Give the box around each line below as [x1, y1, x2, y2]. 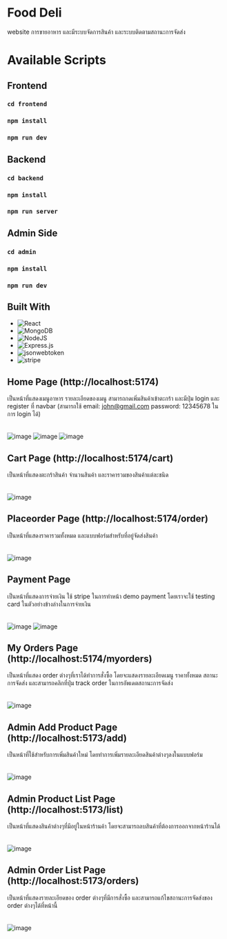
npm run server [7, 208, 59, 215]
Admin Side [7, 227, 58, 239]
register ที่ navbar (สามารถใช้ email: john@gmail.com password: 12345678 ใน [7, 402, 219, 411]
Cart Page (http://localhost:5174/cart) [7, 452, 174, 464]
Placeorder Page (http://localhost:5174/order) [7, 513, 208, 525]
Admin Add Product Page [7, 721, 118, 733]
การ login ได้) [7, 410, 41, 418]
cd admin [7, 248, 37, 256]
